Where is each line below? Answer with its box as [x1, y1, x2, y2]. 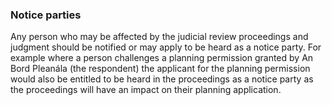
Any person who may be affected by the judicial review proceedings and [10, 31, 309, 43]
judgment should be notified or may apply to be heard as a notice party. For [10, 41, 322, 53]
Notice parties [10, 8, 82, 22]
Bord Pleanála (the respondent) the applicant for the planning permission [10, 63, 311, 75]
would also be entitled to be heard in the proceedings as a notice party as [10, 73, 314, 85]
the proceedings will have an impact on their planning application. [10, 84, 282, 96]
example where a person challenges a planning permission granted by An [10, 52, 314, 64]
